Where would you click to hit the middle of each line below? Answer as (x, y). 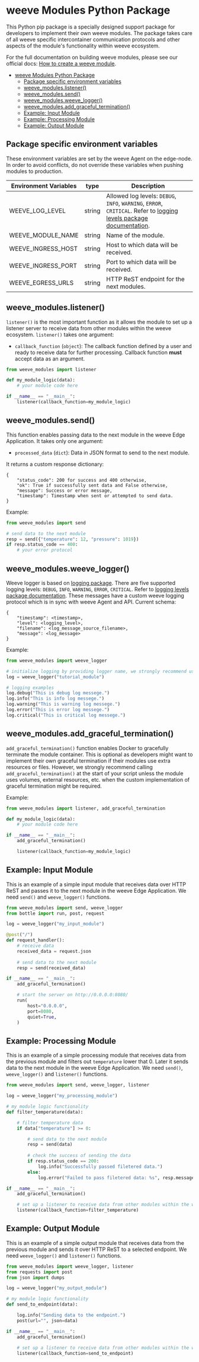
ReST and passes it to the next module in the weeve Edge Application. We (96, 890)
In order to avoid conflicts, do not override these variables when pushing (95, 165)
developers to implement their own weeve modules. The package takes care (99, 33)
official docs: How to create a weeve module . (61, 64)
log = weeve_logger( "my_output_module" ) (57, 1288)
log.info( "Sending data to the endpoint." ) (71, 1315)
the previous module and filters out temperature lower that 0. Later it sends (97, 1061)
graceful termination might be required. (54, 786)
